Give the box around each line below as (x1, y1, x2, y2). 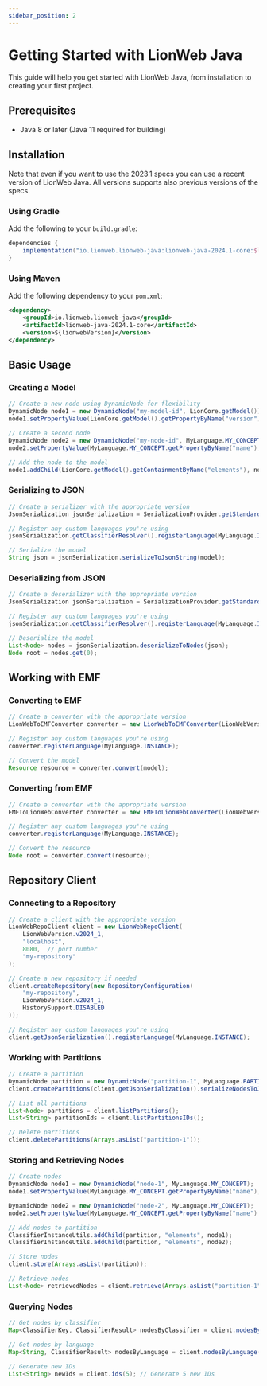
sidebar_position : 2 (8, 11, 77, 20)
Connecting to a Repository (8, 897, 117, 908)
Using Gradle (8, 206, 60, 217)
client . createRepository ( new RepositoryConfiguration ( (8, 982, 194, 990)
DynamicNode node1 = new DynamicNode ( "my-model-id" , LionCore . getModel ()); (8, 408, 265, 416)
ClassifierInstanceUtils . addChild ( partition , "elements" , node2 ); (8, 1239, 233, 1247)
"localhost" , (22, 938, 66, 946)
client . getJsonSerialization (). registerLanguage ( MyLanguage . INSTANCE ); (8, 1033, 250, 1041)
